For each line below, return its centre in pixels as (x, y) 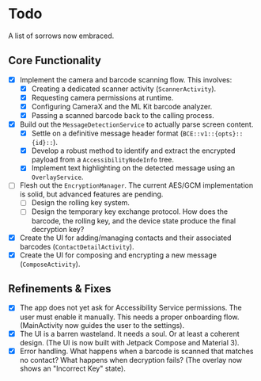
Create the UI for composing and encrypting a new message (118, 255)
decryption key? (58, 229)
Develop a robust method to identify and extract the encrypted (133, 150)
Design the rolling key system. (81, 203)
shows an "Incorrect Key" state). (73, 368)
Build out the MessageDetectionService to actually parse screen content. (136, 124)
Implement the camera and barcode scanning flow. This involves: (126, 79)
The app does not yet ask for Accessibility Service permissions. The (131, 308)
